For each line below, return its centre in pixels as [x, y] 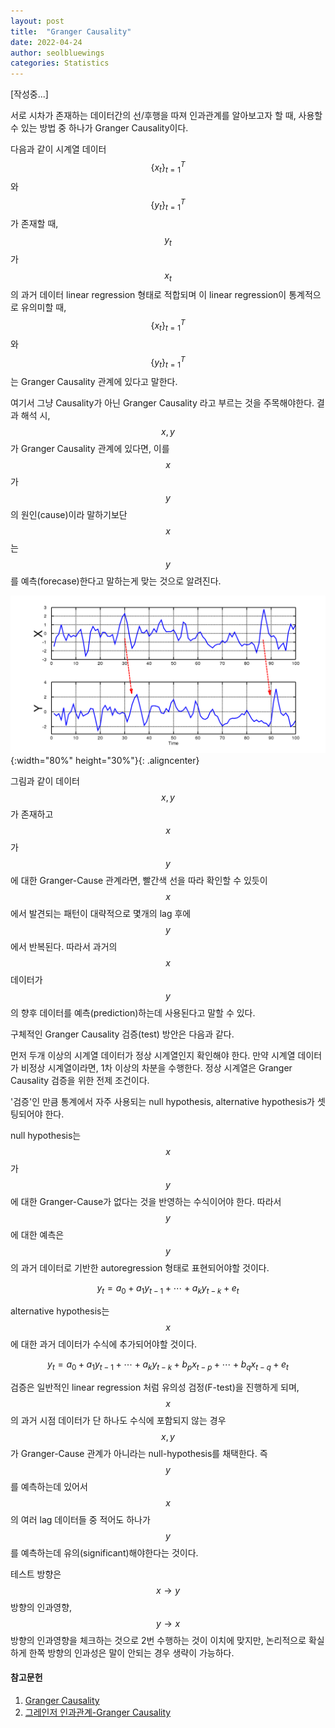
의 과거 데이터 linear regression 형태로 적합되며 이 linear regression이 [148, 294]
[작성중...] [29, 94]
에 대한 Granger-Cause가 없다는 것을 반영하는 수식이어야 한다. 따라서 [146, 1202]
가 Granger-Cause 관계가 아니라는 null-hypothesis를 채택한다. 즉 [139, 1453]
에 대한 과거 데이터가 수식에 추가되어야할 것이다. [104, 1344]
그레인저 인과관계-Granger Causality [98, 1712]
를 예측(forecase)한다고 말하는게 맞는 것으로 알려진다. [116, 581]
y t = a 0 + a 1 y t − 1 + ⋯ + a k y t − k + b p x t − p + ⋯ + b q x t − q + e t [168, 1365]
